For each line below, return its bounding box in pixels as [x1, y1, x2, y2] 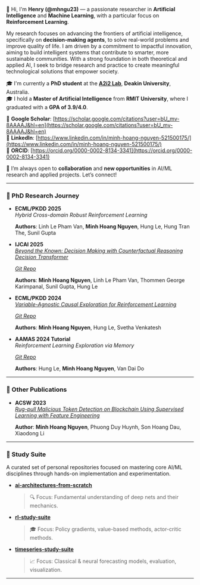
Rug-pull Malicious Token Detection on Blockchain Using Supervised [14, 406, 184, 413]
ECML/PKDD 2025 [14, 205, 61, 212]
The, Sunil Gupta [14, 230, 57, 237]
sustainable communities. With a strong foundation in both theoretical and [6, 55, 187, 62]
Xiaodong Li [14, 429, 45, 437]
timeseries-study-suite [14, 546, 74, 553]
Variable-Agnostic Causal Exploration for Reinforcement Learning [14, 301, 177, 308]
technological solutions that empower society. [6, 68, 119, 75]
